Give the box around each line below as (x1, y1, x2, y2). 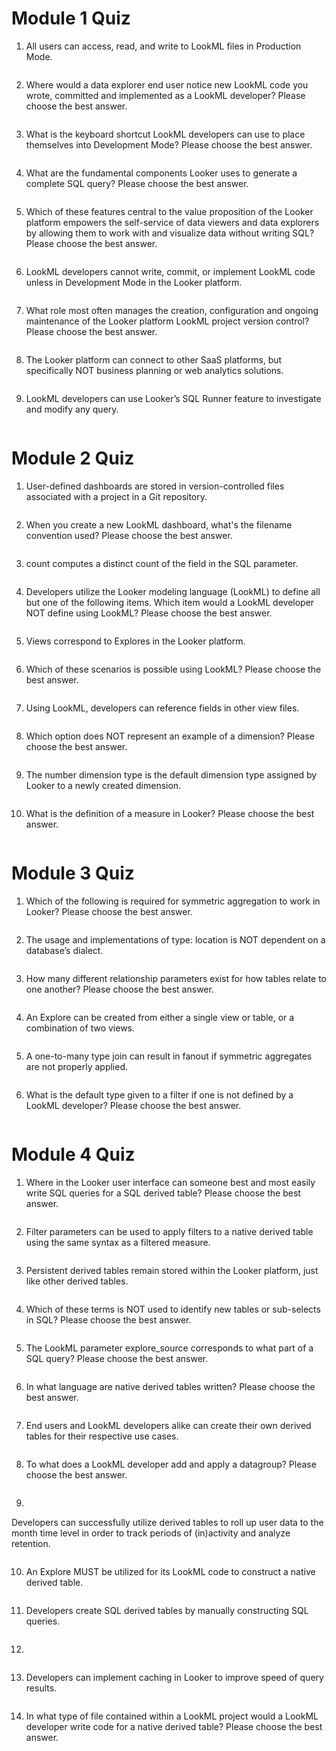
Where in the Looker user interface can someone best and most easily (25, 1176, 316, 1188)
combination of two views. (25, 1022, 136, 1034)
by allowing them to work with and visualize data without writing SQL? (25, 227, 315, 239)
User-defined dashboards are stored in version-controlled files (25, 480, 285, 492)
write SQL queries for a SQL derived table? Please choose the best (25, 1187, 301, 1199)
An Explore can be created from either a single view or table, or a (25, 1011, 295, 1023)
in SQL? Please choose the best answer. (25, 1313, 192, 1326)
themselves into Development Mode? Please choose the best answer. (25, 138, 313, 151)
